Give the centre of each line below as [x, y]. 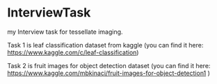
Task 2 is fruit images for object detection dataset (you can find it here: [109, 65]
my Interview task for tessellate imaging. [65, 32]
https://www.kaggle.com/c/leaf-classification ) [73, 52]
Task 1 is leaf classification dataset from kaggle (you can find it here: [105, 45]
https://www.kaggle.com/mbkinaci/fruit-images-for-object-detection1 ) [109, 73]
